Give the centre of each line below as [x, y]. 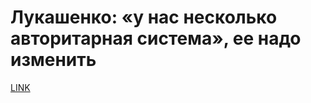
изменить [53, 60]
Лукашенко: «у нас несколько [144, 17]
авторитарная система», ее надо [156, 38]
